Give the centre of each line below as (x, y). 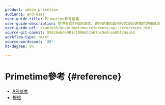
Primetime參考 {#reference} (63, 76)
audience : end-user (25, 14)
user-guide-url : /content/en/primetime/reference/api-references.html (79, 28)
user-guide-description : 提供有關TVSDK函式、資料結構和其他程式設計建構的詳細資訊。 (84, 23)
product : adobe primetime (31, 10)
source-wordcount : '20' (29, 42)
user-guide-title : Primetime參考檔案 (42, 19)
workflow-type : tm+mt (27, 37)
